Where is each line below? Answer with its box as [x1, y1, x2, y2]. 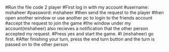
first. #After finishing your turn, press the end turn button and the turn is [5, 36, 155, 42]
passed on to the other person [5, 41, 69, 47]
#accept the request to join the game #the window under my [5, 20, 131, 26]
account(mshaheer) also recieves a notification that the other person [5, 25, 148, 31]
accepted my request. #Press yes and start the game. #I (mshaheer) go [5, 31, 154, 36]
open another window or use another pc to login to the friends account [5, 15, 153, 20]
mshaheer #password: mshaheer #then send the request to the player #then [5, 9, 164, 15]
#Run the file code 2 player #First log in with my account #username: [5, 4, 149, 10]
